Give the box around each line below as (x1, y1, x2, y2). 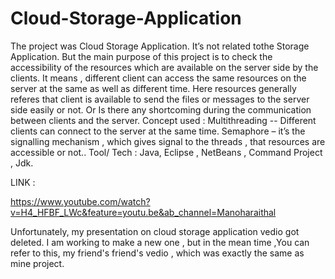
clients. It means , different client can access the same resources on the (10, 72, 307, 84)
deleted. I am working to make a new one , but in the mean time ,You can (10, 236, 310, 248)
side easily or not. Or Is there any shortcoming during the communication (10, 103, 312, 116)
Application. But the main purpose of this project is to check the (10, 50, 273, 62)
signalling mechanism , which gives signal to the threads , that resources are (10, 135, 326, 147)
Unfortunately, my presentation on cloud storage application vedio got (10, 225, 300, 237)
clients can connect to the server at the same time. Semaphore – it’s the (10, 125, 306, 137)
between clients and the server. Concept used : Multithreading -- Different (10, 114, 317, 126)
